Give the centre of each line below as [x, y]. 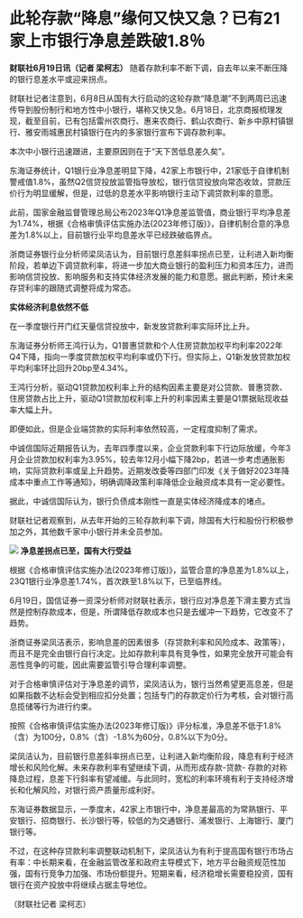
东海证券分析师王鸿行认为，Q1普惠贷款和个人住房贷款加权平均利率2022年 [146, 345]
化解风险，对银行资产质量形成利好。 [92, 790]
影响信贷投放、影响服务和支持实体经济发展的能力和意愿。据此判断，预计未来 [151, 276]
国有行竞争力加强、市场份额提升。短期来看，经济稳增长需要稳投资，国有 [159, 873]
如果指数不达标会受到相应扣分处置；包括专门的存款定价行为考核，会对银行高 [151, 695]
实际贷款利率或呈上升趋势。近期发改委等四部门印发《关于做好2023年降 [157, 470]
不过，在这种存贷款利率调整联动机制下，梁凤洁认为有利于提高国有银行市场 [147, 850]
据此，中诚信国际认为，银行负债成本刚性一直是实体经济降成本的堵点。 [140, 501]
